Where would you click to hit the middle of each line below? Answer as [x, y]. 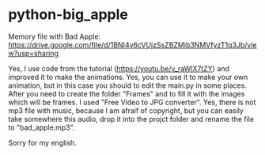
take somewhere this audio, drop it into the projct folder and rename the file [131, 119]
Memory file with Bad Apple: [55, 36]
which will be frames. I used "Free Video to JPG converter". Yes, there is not [132, 102]
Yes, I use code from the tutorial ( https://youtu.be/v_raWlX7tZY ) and [119, 68]
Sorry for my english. [42, 142]
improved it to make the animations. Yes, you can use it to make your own [128, 77]
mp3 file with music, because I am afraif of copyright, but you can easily [126, 110]
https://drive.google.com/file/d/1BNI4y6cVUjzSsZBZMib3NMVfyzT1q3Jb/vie [132, 44]
